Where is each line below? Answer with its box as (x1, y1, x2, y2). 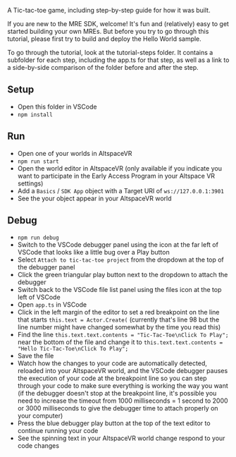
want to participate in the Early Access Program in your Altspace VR (17, 171, 216, 180)
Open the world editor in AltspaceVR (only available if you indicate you (17, 164, 222, 172)
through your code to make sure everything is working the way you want (17, 382, 229, 390)
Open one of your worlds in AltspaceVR (17, 149, 132, 157)
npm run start (17, 158, 59, 165)
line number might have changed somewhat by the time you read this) (17, 323, 221, 331)
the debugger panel (17, 263, 75, 272)
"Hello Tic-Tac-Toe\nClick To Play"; (17, 346, 129, 353)
